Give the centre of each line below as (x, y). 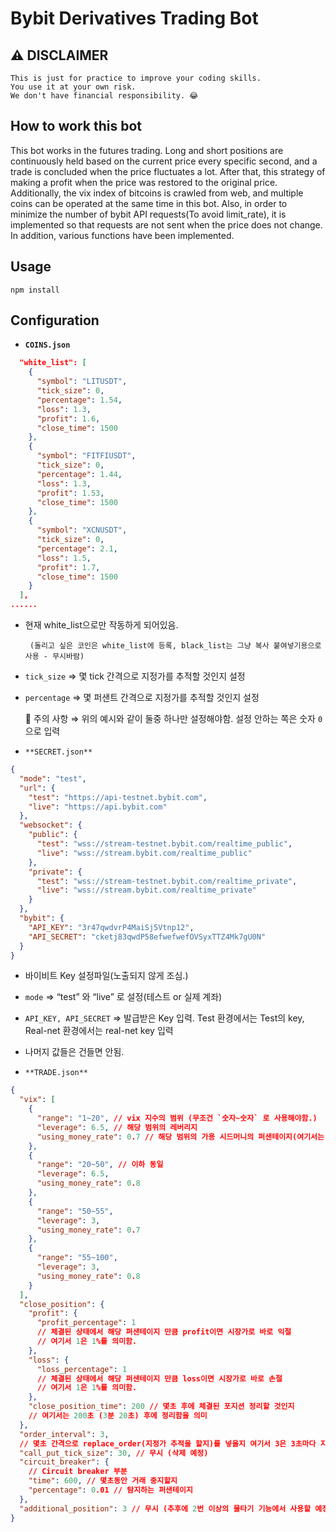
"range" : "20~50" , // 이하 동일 (100, 1165)
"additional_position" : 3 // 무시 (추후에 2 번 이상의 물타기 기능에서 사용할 (165, 1508)
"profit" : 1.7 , (68, 567)
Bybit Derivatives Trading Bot (134, 18)
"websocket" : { (51, 825)
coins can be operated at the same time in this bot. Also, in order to (149, 203)
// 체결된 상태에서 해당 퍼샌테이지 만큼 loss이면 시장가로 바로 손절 (159, 1378)
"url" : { (37, 788)
